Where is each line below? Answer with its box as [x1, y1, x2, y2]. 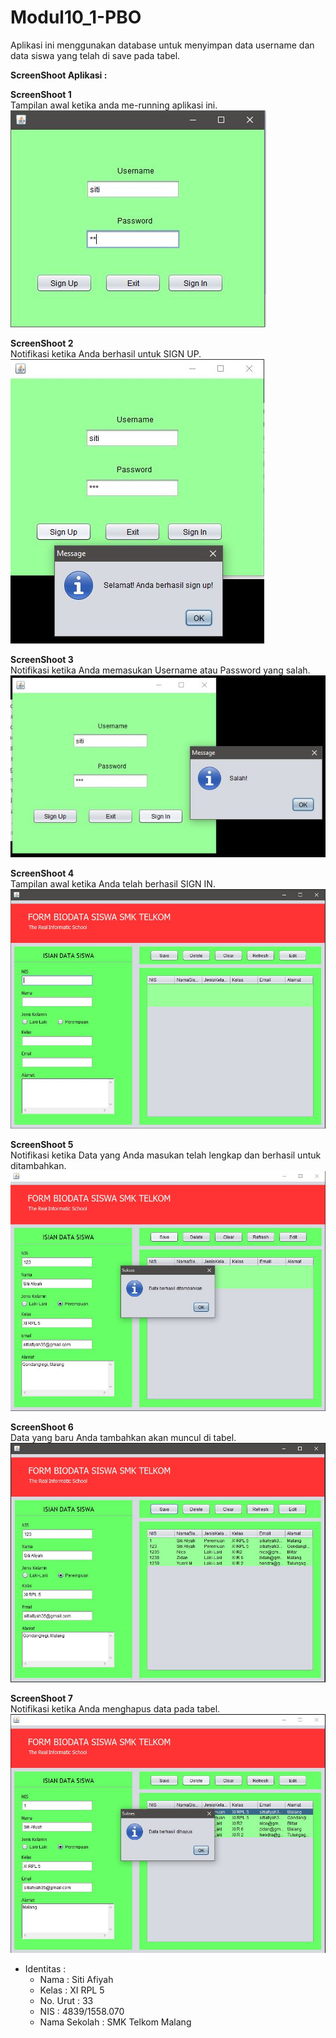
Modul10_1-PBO [10, 6, 142, 29]
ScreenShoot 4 [10, 867, 75, 879]
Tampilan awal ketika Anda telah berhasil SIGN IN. [10, 877, 216, 890]
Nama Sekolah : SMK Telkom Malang [39, 2016, 192, 2028]
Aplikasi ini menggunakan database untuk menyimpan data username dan [10, 39, 315, 51]
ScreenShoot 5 [10, 1139, 74, 1151]
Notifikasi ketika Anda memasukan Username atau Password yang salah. [10, 664, 311, 676]
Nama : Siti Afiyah [39, 1974, 114, 1986]
